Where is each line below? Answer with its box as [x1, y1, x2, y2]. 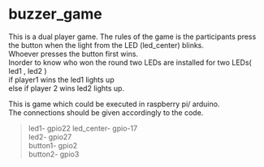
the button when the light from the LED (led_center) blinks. [8, 40, 205, 49]
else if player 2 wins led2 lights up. [8, 83, 124, 93]
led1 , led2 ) [8, 66, 47, 75]
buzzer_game [8, 5, 103, 24]
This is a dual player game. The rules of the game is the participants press [8, 32, 257, 41]
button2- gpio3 [28, 149, 80, 159]
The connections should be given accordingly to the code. [8, 107, 204, 118]
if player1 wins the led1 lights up [8, 75, 115, 84]
